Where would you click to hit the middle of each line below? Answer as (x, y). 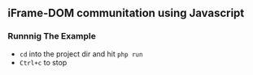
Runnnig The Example (52, 36)
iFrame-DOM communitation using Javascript (126, 13)
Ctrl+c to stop (43, 62)
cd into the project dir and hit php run (81, 54)
